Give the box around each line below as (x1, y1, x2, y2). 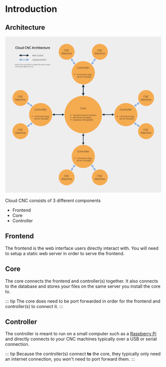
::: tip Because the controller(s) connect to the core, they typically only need (5, 351, 161, 357)
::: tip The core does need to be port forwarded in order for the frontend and (5, 298, 161, 304)
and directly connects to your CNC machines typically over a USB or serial (5, 336, 157, 342)
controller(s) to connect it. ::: (5, 303, 63, 309)
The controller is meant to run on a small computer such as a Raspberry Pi (5, 331, 157, 337)
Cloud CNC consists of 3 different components (5, 198, 101, 204)
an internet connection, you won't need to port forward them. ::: (5, 356, 135, 362)
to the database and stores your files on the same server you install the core (5, 283, 161, 289)
